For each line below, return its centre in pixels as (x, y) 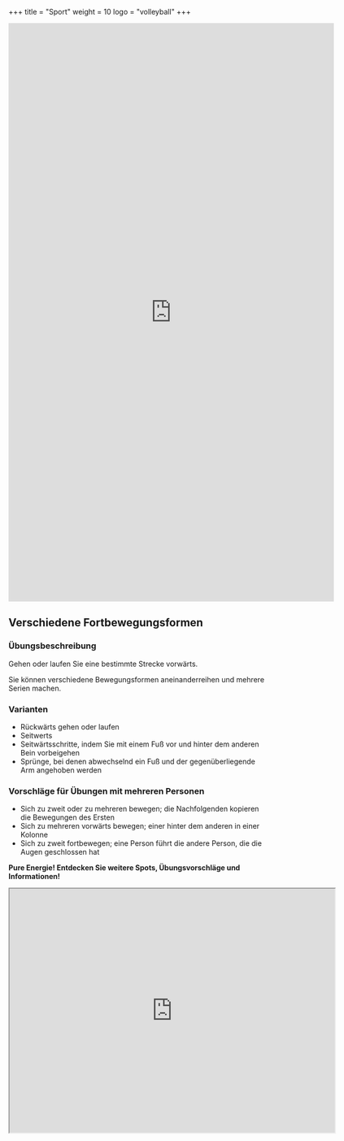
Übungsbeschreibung (52, 646)
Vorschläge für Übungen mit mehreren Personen (107, 790)
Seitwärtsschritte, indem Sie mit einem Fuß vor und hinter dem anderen (139, 744)
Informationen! (35, 877)
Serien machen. (35, 688)
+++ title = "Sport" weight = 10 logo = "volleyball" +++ (100, 12)
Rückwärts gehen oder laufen (70, 726)
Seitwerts (36, 735)
